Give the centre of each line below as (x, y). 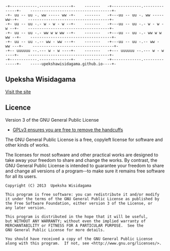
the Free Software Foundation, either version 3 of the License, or (79, 203)
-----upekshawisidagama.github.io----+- (73, 64)
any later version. (26, 208)
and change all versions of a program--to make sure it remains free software (85, 171)
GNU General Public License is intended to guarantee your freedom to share (85, 165)
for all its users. (21, 176)
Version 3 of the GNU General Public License (52, 120)
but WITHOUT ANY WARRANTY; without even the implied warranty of (75, 221)
